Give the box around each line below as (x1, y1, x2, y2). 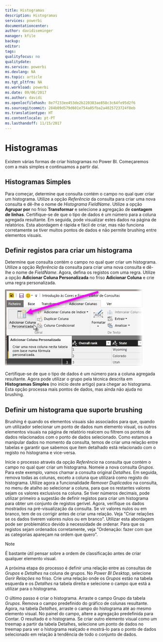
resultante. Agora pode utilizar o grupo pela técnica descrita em (5, 376, 133, 382)
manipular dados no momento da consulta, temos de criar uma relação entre (5, 439, 158, 445)
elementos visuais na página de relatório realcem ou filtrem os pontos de (5, 429, 151, 435)
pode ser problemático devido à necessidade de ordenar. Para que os (5, 521, 145, 527)
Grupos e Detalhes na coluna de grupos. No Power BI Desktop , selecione (5, 570, 151, 576)
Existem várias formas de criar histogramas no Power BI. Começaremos (5, 158, 149, 164)
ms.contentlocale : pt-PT (5, 116, 55, 121)
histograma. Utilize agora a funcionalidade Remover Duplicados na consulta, (5, 480, 158, 486)
